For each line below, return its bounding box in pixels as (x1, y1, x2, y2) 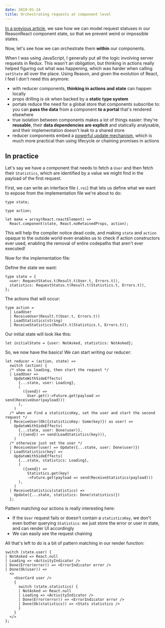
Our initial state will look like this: (5, 331, 71, 337)
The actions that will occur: (5, 296, 61, 302)
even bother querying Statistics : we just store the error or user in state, (12, 520, 160, 526)
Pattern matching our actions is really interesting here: (5, 505, 115, 511)
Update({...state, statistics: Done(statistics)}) (14, 493, 120, 497)
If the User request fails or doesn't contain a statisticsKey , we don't (12, 515, 151, 521)
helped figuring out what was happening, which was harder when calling (5, 65, 153, 71)
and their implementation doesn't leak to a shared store (12, 127, 125, 133)
